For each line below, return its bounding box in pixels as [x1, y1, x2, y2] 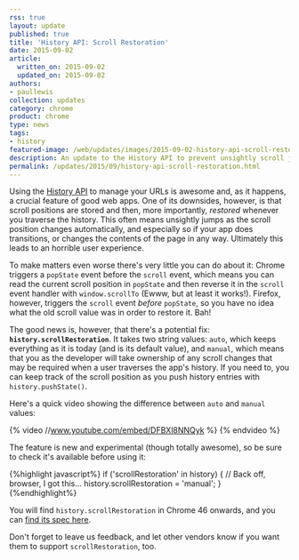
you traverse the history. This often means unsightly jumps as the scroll [9, 214, 271, 225]
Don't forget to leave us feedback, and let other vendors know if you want [9, 532, 280, 542]
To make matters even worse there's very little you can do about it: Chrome [9, 260, 286, 271]
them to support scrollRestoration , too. [9, 541, 158, 552]
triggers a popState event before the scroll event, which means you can [9, 269, 274, 280]
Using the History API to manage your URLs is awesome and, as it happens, [9, 186, 287, 196]
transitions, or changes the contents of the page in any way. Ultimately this [9, 233, 284, 244]
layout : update [9, 21, 66, 30]
